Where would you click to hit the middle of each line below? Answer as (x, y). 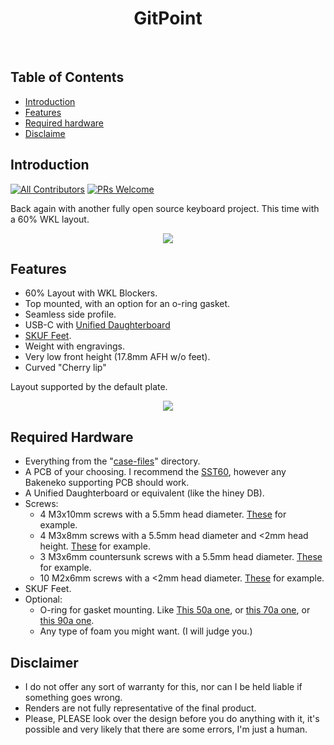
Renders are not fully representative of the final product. (140, 708)
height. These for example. (95, 546)
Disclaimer (44, 662)
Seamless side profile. (70, 314)
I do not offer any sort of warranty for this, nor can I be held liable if (163, 686)
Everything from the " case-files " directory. (112, 461)
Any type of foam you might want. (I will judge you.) (146, 631)
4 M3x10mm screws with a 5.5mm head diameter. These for (163, 514)
